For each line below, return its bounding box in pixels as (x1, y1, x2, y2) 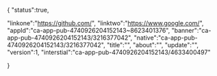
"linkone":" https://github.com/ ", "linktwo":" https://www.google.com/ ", (7, 19, 204, 27)
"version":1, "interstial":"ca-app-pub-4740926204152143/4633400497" (7, 48, 211, 56)
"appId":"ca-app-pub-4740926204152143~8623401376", (7, 27, 170, 34)
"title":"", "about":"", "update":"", (106, 41, 199, 49)
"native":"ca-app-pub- (133, 34, 199, 42)
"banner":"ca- (171, 27, 212, 34)
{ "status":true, (7, 6, 49, 14)
